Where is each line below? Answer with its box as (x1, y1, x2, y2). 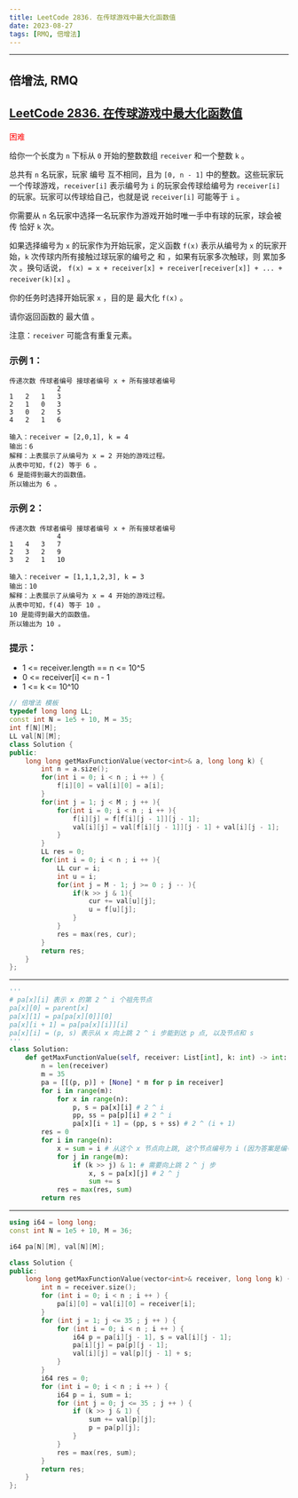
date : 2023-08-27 (9, 21, 74, 30)
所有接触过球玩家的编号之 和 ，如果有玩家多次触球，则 (61, 250, 261, 262)
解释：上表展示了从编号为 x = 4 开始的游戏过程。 (9, 591, 169, 600)
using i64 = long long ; (9, 1218, 98, 1227)
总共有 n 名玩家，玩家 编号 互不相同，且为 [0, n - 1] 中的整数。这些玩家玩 (9, 169, 284, 179)
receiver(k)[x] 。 (9, 273, 75, 284)
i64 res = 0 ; (41, 1374, 90, 1383)
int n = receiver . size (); (41, 1283, 137, 1292)
